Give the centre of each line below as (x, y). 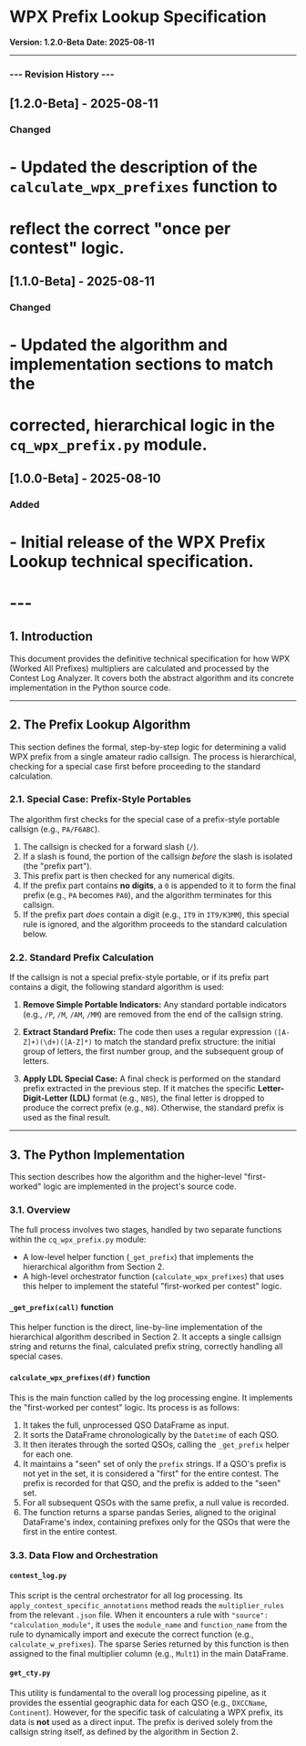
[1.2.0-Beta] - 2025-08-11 (84, 103)
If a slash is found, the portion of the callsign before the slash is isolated (158, 856)
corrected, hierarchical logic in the (143, 425)
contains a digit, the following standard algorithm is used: (117, 987)
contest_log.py (38, 1576)
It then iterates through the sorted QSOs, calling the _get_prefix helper (156, 1444)
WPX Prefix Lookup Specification (138, 17)
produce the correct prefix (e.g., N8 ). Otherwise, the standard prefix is (153, 1108)
